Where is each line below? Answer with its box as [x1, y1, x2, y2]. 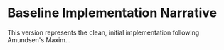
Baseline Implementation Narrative [7, 5, 218, 21]
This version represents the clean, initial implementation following [7, 28, 200, 37]
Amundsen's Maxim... [7, 35, 71, 44]
